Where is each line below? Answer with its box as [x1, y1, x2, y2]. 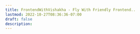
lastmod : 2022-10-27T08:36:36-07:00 [5, 12, 82, 17]
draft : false [5, 16, 33, 21]
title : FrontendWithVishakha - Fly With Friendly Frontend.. [5, 7, 136, 12]
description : [5, 21, 33, 26]
